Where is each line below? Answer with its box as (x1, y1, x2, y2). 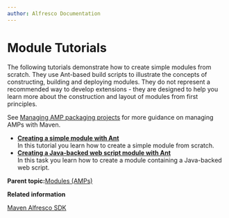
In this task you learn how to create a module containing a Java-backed (17, 156, 222, 164)
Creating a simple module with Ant (17, 134, 119, 142)
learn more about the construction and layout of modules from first (7, 92, 198, 100)
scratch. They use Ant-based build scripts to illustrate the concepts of (7, 70, 207, 78)
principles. (7, 100, 37, 108)
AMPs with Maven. (7, 120, 61, 129)
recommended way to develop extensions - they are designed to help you (7, 84, 219, 93)
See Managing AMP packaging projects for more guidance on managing (7, 113, 214, 121)
